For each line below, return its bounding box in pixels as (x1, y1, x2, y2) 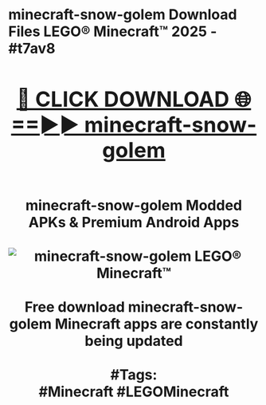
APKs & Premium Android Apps (28, 213, 240, 231)
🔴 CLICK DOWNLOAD (16, 85, 229, 112)
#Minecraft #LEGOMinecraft (38, 383, 229, 400)
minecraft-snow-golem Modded (25, 196, 243, 214)
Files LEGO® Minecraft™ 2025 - (8, 22, 217, 41)
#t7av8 (8, 40, 56, 57)
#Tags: (110, 365, 158, 383)
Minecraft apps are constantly (54, 315, 259, 332)
